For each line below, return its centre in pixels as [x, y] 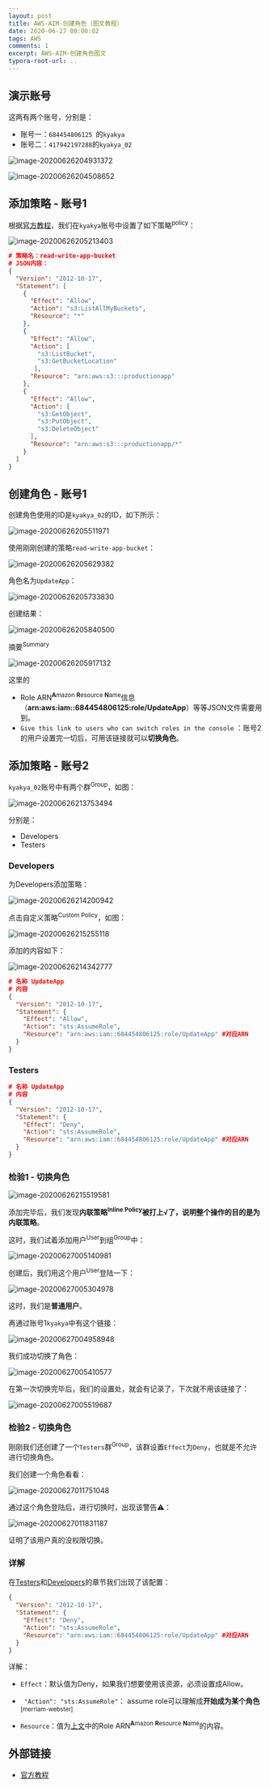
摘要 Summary [29, 646]
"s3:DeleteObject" [68, 429]
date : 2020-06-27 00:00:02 [54, 31]
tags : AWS [25, 38]
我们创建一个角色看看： [47, 1474]
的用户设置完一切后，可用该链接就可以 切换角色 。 [101, 738]
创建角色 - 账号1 [48, 494]
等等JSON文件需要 [224, 707]
